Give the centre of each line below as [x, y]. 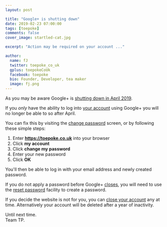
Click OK [22, 160]
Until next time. [21, 215]
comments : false [22, 33]
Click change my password [41, 149]
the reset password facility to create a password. [56, 190]
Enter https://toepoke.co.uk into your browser [61, 138]
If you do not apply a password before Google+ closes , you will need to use [83, 184]
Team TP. [15, 220]
